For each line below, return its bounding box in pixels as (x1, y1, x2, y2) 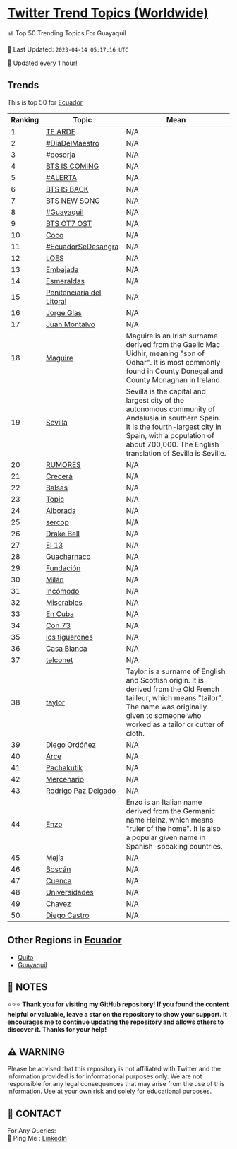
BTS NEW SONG (45, 196, 101, 206)
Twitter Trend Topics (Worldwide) (7, 5, 209, 21)
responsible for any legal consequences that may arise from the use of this (7, 1080, 225, 1088)
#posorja (45, 150, 76, 160)
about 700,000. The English (126, 440, 219, 449)
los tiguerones (45, 632, 93, 642)
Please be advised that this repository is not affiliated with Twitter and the (7, 1065, 221, 1073)
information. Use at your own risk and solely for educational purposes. (7, 1087, 212, 1096)
